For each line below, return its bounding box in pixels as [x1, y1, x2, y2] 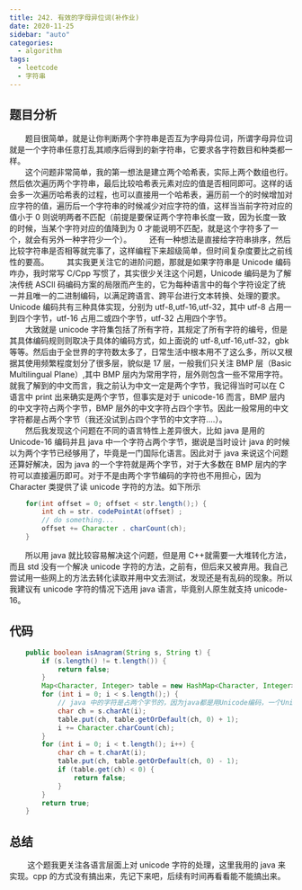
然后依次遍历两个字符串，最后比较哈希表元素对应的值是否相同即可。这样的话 [9, 177, 293, 189]
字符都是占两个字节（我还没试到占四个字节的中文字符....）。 [9, 414, 227, 424]
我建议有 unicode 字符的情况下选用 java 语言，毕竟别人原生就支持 [9, 583, 253, 594]
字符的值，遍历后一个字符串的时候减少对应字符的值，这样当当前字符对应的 [16, 200, 293, 211]
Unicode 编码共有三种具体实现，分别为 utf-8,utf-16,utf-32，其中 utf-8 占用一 [9, 301, 292, 312]
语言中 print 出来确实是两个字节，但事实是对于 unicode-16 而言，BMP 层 [9, 391, 278, 402]
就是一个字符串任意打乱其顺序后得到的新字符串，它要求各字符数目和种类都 [9, 144, 285, 155]
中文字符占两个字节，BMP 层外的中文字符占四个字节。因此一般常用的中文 [16, 402, 289, 414]
